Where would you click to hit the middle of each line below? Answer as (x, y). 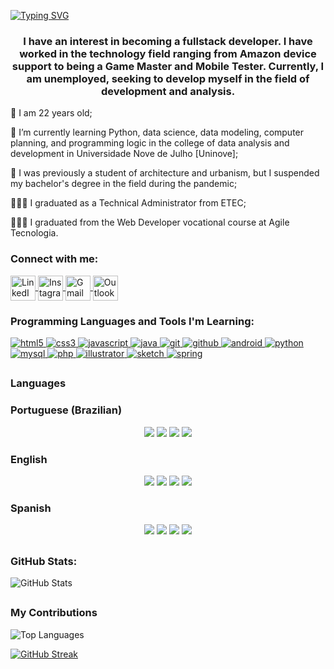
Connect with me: (54, 259)
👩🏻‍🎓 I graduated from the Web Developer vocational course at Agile (150, 222)
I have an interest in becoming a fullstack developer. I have (168, 41)
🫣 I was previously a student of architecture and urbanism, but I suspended (165, 173)
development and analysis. (168, 91)
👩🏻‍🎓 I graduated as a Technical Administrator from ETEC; (128, 203)
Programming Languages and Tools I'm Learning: (132, 321)
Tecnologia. (34, 233)
